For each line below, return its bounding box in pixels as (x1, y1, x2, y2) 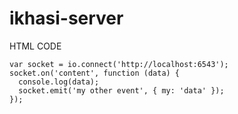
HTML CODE (9, 40, 62, 52)
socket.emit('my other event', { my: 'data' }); (18, 85, 225, 96)
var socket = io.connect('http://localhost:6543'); (9, 59, 229, 69)
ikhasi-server (9, 7, 124, 30)
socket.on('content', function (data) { (9, 68, 181, 78)
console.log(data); (18, 77, 100, 87)
